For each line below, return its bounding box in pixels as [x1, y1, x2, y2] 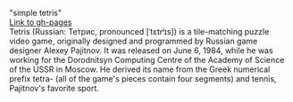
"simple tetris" [9, 8, 63, 18]
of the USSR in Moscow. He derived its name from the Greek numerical [9, 64, 271, 75]
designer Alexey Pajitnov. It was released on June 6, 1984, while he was [9, 45, 274, 56]
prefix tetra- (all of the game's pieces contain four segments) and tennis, [9, 74, 277, 83]
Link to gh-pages [9, 17, 72, 27]
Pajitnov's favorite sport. [9, 83, 100, 93]
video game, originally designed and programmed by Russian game [9, 35, 258, 46]
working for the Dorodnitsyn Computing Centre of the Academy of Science [9, 55, 285, 65]
